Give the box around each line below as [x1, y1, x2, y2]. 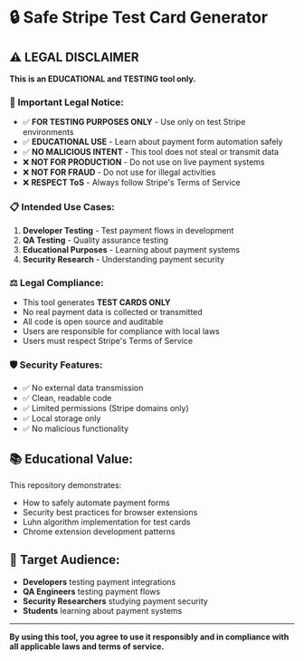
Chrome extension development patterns [22, 526, 176, 537]
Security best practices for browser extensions [22, 507, 198, 517]
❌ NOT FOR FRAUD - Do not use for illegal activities [22, 167, 216, 177]
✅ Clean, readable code [22, 393, 112, 404]
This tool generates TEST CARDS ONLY [22, 296, 171, 308]
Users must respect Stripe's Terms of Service [22, 335, 193, 346]
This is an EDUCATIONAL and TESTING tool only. [9, 73, 196, 84]
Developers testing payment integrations [22, 576, 176, 587]
